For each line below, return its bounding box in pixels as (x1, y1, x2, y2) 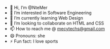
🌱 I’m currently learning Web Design (9, 15, 83, 21)
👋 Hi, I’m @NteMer (9, 5, 48, 10)
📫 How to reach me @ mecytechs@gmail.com (9, 26, 105, 31)
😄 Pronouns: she (9, 33, 45, 39)
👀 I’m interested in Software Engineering (9, 10, 92, 16)
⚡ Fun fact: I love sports (9, 38, 58, 44)
